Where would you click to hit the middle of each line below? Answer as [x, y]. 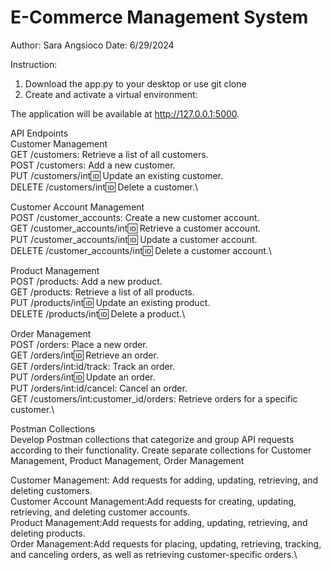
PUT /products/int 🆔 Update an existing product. [110, 302]
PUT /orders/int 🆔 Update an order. [83, 377]
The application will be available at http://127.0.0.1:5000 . [125, 113]
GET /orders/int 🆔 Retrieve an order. [84, 355]
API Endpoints [39, 133]
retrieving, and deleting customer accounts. [100, 512]
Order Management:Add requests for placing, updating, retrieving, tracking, [166, 543]
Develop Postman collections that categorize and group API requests [152, 439]
